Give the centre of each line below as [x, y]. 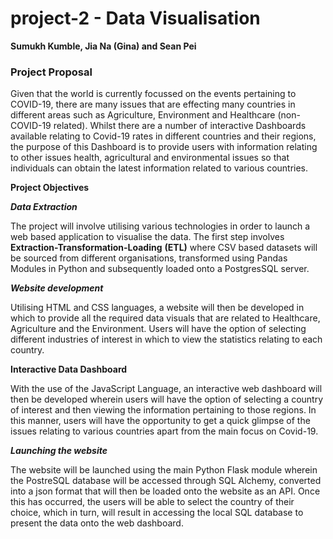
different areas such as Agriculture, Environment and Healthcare [143, 115]
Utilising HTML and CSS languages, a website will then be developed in [157, 308]
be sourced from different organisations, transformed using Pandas [149, 258]
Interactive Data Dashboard [69, 369]
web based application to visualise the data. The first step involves [147, 237]
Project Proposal [51, 72]
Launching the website [59, 451]
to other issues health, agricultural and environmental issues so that [150, 158]
